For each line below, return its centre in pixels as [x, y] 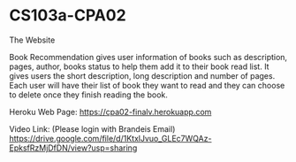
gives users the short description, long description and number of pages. [142, 75]
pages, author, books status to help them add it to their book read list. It [139, 66]
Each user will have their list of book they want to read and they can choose [147, 85]
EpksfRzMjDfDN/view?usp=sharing [73, 148]
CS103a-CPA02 [68, 15]
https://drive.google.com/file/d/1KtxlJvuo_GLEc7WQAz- [110, 138]
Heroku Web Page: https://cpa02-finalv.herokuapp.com [110, 112]
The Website [32, 40]
